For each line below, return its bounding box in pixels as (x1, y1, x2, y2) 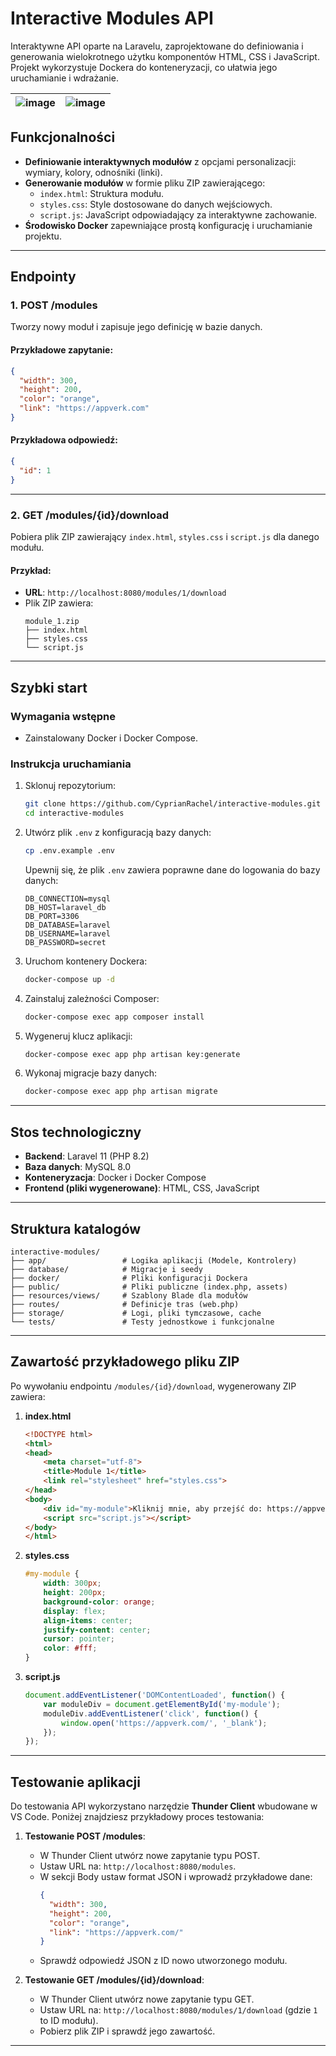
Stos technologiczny (10, 1123, 142, 1141)
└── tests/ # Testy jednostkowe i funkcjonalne (10, 1317, 275, 1327)
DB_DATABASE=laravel (24, 920, 111, 930)
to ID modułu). (39, 2015, 99, 2027)
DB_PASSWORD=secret (24, 937, 107, 947)
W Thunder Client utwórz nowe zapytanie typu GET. (39, 1993, 255, 2006)
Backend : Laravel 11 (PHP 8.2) (24, 1150, 150, 1162)
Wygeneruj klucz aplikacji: (24, 1030, 133, 1042)
